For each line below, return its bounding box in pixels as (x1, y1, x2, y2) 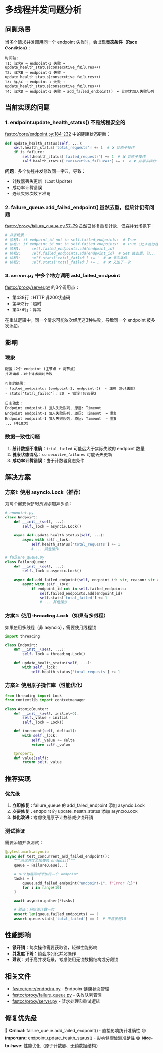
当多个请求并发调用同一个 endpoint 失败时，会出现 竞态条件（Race (5, 39, 137, 45)
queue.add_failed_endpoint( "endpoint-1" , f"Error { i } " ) (22, 881, 138, 886)
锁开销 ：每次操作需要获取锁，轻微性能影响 (12, 944, 98, 951)
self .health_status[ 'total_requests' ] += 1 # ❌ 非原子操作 (14, 145, 135, 150)
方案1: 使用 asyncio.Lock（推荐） (5, 489, 83, 496)
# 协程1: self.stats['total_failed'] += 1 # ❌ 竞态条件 (5, 255, 128, 260)
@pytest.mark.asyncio (5, 849, 49, 854)
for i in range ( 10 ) (22, 885, 62, 890)
